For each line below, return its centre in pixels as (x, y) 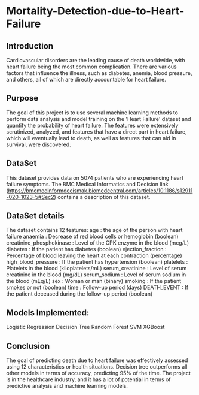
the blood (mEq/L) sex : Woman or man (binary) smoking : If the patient (94, 281)
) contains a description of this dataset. (102, 197)
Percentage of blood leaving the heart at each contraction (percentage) (94, 255)
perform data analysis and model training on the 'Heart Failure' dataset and (99, 119)
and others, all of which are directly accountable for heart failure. (86, 79)
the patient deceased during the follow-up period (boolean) (79, 294)
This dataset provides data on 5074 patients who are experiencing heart (95, 177)
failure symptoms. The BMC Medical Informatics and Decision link (87, 184)
